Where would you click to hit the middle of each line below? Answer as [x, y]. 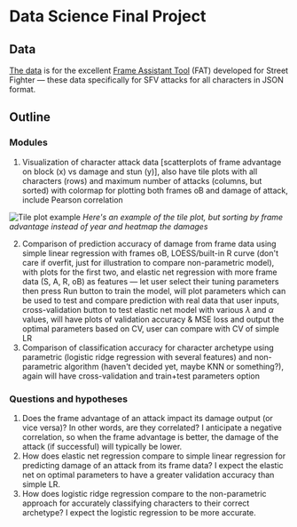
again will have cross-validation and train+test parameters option [141, 376]
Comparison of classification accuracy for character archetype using [148, 347]
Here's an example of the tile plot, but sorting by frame [183, 217]
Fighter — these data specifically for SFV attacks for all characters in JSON [146, 80]
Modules [29, 142]
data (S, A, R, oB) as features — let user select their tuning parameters [150, 281]
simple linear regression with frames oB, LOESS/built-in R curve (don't [150, 253]
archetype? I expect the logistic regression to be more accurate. [139, 512]
